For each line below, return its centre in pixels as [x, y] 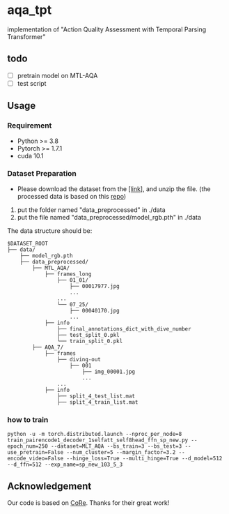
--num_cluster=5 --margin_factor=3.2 [121, 453]
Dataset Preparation [42, 174]
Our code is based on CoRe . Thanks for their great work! [88, 502]
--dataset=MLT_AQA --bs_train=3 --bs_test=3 [117, 446]
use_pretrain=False [35, 453]
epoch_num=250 [28, 446]
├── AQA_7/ [48, 347]
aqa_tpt [30, 10]
